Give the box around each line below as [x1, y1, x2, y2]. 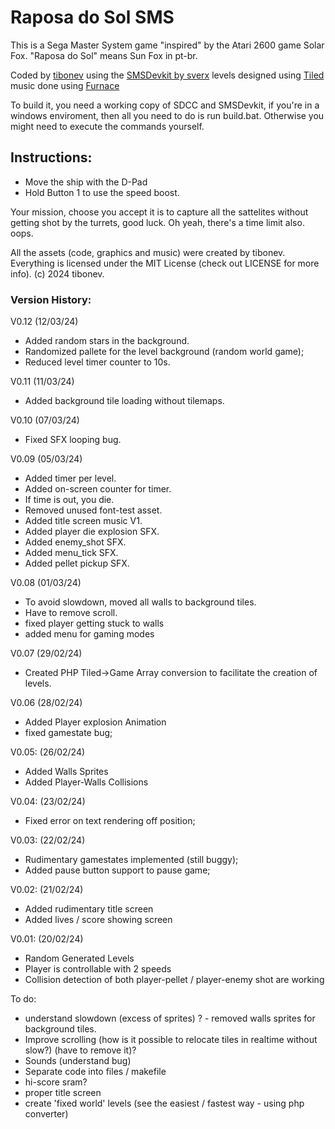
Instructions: [10, 149, 93, 166]
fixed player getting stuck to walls [24, 617, 165, 630]
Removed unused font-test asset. [24, 504, 163, 516]
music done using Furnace [10, 79, 120, 91]
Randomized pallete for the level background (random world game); [24, 346, 305, 358]
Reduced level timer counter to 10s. [24, 356, 171, 368]
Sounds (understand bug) [24, 1055, 132, 1067]
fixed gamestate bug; [24, 727, 113, 739]
